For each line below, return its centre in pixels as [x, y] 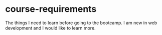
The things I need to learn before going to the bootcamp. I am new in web [81, 23]
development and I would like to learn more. [51, 28]
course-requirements [51, 9]
